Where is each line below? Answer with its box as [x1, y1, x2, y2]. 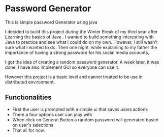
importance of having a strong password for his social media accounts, [5, 50, 149, 55]
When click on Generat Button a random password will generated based [12, 116, 159, 123]
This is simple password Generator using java [5, 19, 98, 25]
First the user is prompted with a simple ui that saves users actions [12, 106, 148, 112]
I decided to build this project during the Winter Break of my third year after [5, 28, 158, 34]
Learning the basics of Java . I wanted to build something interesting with [5, 34, 154, 40]
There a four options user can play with [12, 111, 93, 117]
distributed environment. [5, 79, 55, 85]
